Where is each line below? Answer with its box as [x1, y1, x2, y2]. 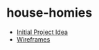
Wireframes [16, 35, 51, 43]
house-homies [6, 5, 93, 21]
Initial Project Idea [16, 28, 69, 36]
